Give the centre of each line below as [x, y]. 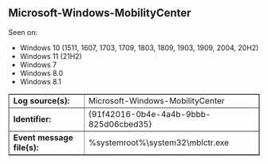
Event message [43, 137]
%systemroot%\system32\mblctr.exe [159, 143]
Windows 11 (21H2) [51, 56]
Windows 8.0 [41, 73]
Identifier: [32, 119]
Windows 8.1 [40, 81]
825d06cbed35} [120, 124]
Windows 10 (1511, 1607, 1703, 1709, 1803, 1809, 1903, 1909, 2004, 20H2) [139, 48]
